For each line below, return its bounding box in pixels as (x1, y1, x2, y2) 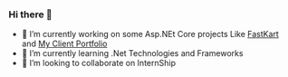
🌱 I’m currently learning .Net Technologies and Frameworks (21, 48, 244, 59)
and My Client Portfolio (21, 38, 108, 49)
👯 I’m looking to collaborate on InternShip (21, 58, 176, 69)
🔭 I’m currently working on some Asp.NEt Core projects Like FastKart (21, 29, 280, 40)
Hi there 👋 (8, 8, 53, 21)
